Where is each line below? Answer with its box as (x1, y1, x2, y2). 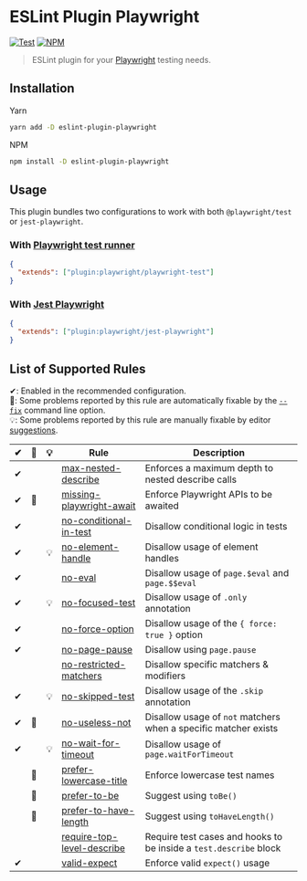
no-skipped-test (61, 689, 135, 702)
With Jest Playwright (9, 299, 105, 311)
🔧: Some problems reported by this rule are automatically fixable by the (9, 394, 278, 405)
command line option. (24, 404, 106, 415)
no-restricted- (61, 657, 126, 670)
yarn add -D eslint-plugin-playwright (9, 122, 157, 131)
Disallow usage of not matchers (144, 710, 281, 723)
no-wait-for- (61, 737, 121, 750)
